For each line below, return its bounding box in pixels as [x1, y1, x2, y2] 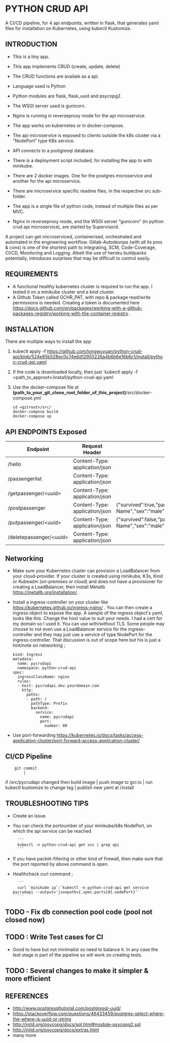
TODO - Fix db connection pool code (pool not [5, 908, 153, 916]
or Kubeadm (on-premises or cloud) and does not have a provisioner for [12, 579, 163, 584]
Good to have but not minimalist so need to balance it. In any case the [12, 946, 158, 953]
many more [12, 1032, 36, 1038]
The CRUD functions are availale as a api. [12, 73, 99, 79]
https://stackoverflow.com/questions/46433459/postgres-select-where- [12, 1010, 165, 1017]
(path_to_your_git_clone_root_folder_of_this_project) [12, 390, 126, 396]
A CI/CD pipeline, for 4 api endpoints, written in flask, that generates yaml [5, 20, 159, 26]
